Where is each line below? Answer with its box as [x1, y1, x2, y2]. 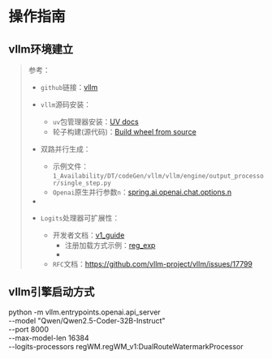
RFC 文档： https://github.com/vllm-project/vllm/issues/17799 [52, 259, 253, 268]
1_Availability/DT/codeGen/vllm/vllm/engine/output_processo [52, 172, 264, 180]
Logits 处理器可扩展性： [40, 213, 120, 223]
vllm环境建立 [8, 42, 74, 56]
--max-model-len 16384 [8, 333, 89, 343]
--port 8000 [8, 324, 50, 334]
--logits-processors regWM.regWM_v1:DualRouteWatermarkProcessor [8, 341, 244, 351]
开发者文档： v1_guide [52, 230, 125, 240]
